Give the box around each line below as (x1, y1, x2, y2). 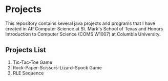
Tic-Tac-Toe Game (12, 59, 53, 65)
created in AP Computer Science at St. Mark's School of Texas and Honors (5, 25, 163, 31)
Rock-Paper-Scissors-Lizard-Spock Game (12, 64, 102, 70)
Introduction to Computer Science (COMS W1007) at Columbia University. (5, 31, 161, 37)
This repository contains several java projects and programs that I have (5, 20, 155, 26)
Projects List (5, 46, 46, 54)
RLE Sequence (12, 70, 44, 76)
